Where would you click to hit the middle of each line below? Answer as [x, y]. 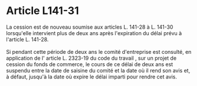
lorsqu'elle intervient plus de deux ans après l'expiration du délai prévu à [94, 33]
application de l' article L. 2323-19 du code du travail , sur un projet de [91, 58]
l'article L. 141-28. [27, 39]
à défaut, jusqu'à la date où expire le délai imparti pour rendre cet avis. [92, 77]
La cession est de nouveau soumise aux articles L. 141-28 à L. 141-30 [90, 27]
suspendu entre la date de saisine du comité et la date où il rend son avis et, [98, 70]
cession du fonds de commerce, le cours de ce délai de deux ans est [90, 64]
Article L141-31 [43, 11]
